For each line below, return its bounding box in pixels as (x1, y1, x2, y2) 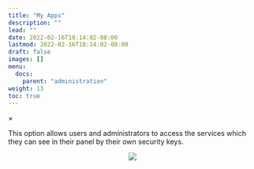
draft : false (8, 48, 51, 56)
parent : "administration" (22, 77, 108, 85)
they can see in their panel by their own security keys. (8, 137, 184, 146)
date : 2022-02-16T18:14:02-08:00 (8, 33, 118, 42)
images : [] (8, 56, 44, 64)
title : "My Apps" (8, 11, 65, 20)
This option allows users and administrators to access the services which (8, 129, 247, 138)
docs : (15, 70, 34, 78)
